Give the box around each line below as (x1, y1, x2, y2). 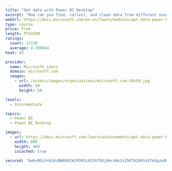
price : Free (5, 27, 31, 32)
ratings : (5, 36, 24, 41)
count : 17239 (10, 41, 38, 46)
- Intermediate (10, 102, 42, 107)
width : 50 (18, 83, 40, 88)
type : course (5, 21, 33, 27)
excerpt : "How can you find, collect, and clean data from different (5, 12, 157, 17)
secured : (5, 158, 24, 163)
